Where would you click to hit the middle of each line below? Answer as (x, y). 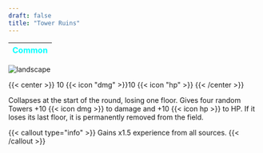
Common (30, 50)
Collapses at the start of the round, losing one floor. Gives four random (125, 100)
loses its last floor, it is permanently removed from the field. (106, 117)
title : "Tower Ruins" (44, 23)
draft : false (30, 16)
